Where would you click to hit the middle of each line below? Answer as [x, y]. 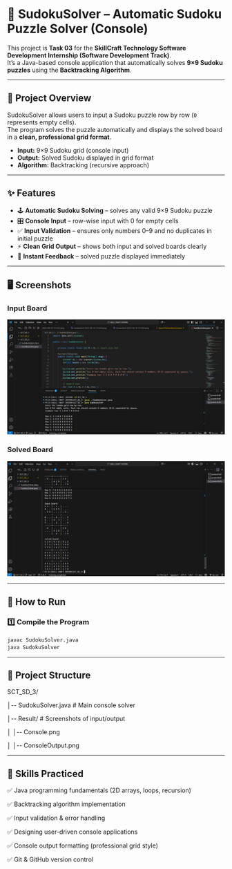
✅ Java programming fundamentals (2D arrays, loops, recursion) [99, 790]
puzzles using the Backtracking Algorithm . [69, 70]
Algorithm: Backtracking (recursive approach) [83, 165]
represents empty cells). [42, 122]
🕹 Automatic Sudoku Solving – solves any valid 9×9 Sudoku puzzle [115, 210]
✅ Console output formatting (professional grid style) [83, 845]
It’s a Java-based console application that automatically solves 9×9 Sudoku [115, 62]
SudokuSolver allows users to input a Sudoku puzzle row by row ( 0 [102, 115]
